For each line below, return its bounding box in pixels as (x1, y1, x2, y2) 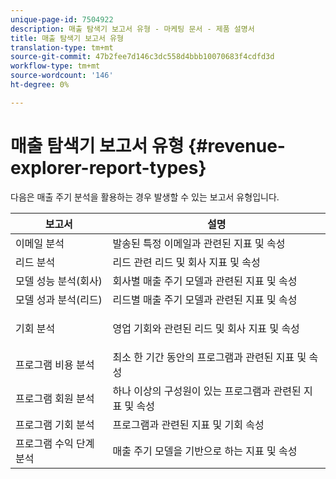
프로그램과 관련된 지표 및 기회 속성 (112, 417, 265, 431)
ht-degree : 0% (10, 80, 70, 90)
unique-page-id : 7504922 (10, 14, 114, 25)
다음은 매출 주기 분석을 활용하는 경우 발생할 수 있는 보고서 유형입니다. (10, 191, 280, 203)
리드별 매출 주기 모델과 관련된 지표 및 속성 (112, 292, 298, 306)
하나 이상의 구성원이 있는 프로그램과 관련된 (112, 384, 302, 398)
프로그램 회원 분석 (15, 391, 95, 405)
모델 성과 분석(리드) (15, 292, 103, 306)
